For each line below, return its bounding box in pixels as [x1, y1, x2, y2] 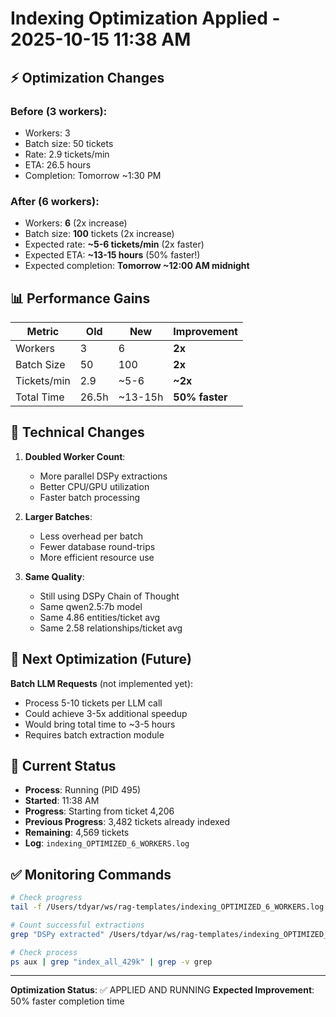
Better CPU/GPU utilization [39, 480, 150, 492]
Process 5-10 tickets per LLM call [24, 697, 163, 709]
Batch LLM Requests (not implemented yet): [10, 677, 194, 689]
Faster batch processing [39, 491, 141, 503]
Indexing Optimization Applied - [10, 7, 281, 30]
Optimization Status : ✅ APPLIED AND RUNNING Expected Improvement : [10, 984, 315, 996]
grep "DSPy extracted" [10, 929, 105, 939]
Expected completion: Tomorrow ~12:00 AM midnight [24, 260, 250, 272]
